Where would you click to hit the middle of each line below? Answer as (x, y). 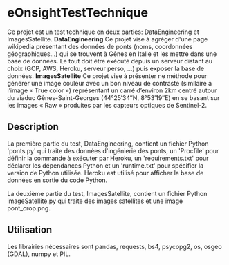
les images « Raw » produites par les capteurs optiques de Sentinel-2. (107, 105)
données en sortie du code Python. (57, 180)
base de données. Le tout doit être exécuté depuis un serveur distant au (110, 61)
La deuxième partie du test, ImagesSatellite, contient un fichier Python (107, 193)
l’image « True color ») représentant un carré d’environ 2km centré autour (112, 90)
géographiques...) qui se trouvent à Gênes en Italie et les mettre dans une (112, 54)
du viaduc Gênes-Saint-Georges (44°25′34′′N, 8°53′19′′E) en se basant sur (113, 97)
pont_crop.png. (29, 208)
